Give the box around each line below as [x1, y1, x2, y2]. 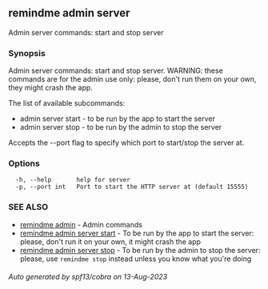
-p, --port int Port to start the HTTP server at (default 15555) [15, 183, 249, 191]
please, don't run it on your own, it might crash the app [19, 236, 202, 247]
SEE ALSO [8, 202, 49, 213]
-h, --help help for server [15, 176, 130, 184]
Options [8, 158, 40, 169]
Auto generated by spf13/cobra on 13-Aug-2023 [8, 272, 168, 282]
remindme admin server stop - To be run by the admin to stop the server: [19, 245, 261, 255]
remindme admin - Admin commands [19, 219, 142, 229]
